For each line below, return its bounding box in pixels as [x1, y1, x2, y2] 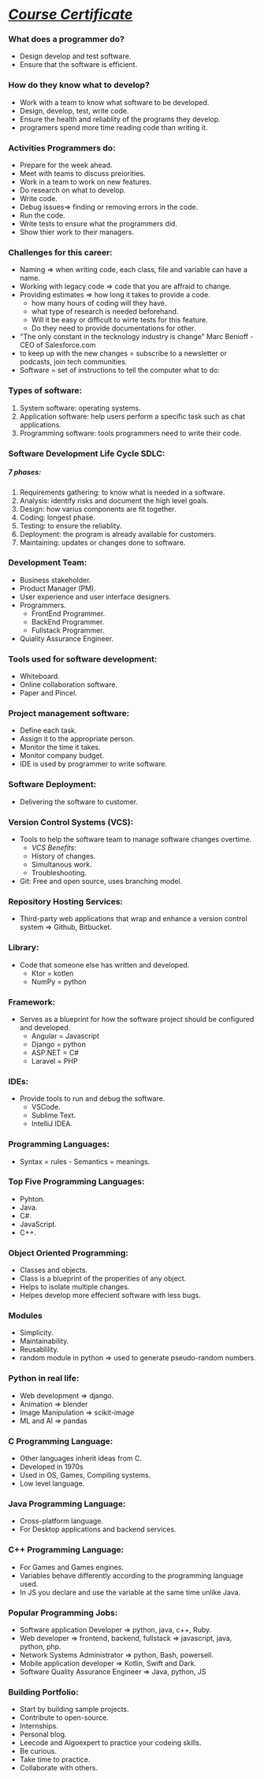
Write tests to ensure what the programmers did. [19, 219, 177, 229]
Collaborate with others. [19, 1763, 99, 1773]
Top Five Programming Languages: [8, 1177, 145, 1188]
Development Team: [8, 558, 87, 569]
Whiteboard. [19, 672, 61, 681]
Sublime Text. [31, 1110, 76, 1121]
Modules [8, 1311, 43, 1322]
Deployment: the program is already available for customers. [19, 529, 217, 539]
